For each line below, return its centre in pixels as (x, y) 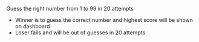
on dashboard (32, 26)
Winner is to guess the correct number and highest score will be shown (104, 20)
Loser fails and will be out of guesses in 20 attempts (80, 33)
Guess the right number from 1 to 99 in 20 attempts (70, 9)
